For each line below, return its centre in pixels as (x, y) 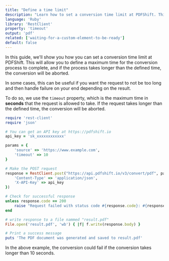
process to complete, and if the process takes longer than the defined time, (83, 68)
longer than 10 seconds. (30, 253)
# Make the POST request (31, 169)
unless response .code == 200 (36, 201)
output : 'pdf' (20, 33)
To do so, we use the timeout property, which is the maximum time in (77, 98)
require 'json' (21, 122)
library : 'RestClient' (29, 24)
